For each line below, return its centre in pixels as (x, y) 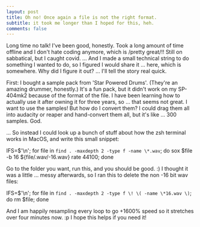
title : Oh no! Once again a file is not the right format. (82, 17)
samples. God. (24, 121)
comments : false (26, 29)
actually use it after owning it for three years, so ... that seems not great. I (97, 102)
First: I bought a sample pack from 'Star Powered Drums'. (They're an (92, 83)
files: (12, 181)
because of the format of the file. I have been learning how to (104, 95)
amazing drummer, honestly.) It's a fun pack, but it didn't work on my (92, 89)
